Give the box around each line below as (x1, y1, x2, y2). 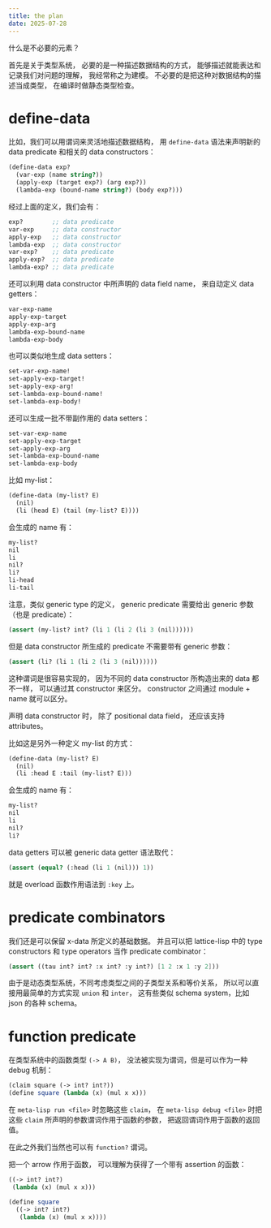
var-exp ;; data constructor (8, 225, 122, 234)
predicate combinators (8, 908, 166, 926)
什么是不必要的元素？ (8, 42, 80, 53)
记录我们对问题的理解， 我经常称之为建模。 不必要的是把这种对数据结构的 (8, 70, 254, 80)
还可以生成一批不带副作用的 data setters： (8, 413, 150, 423)
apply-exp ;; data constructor (8, 233, 122, 241)
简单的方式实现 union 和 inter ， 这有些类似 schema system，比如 (29, 988, 250, 998)
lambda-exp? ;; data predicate (8, 263, 114, 272)
